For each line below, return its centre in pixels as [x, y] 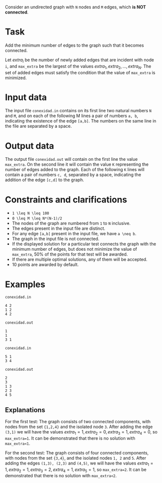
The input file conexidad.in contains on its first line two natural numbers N [78, 111]
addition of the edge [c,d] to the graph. [44, 180]
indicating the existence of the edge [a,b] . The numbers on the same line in [81, 121]
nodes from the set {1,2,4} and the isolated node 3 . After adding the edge [79, 427]
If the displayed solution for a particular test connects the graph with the [84, 244]
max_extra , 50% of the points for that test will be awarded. [70, 254]
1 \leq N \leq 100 [30, 213]
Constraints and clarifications [66, 199]
